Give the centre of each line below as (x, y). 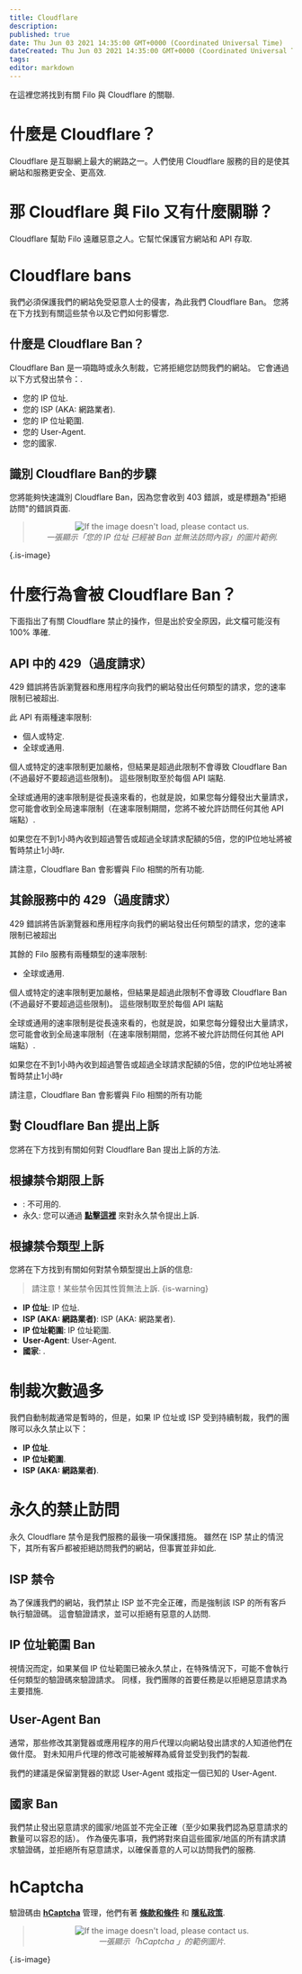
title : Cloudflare (44, 18)
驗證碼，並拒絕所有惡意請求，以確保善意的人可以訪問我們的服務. (136, 1850)
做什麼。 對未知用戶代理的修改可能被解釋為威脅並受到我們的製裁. (129, 1753)
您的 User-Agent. (54, 431)
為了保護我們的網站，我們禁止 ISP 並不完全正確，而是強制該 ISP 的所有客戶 (148, 1603)
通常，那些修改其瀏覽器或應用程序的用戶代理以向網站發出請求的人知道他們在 (151, 1743)
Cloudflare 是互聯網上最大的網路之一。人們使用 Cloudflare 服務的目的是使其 (150, 161)
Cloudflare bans (71, 275)
